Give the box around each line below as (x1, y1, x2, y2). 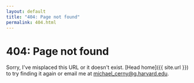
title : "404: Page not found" (6, 14, 81, 20)
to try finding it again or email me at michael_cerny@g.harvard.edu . (6, 70, 169, 77)
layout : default (6, 8, 46, 15)
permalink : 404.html (6, 19, 57, 25)
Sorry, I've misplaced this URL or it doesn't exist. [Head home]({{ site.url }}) (6, 64, 189, 71)
